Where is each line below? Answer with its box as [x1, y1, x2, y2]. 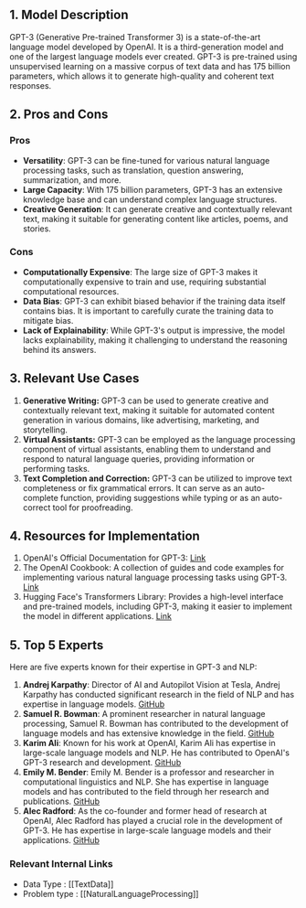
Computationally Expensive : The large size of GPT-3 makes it [22, 266, 259, 277]
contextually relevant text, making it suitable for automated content [22, 404, 275, 415]
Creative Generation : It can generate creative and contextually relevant [22, 203, 292, 214]
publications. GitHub [22, 796, 100, 807]
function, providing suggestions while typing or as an [60, 492, 260, 503]
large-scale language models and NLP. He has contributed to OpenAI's [22, 747, 290, 758]
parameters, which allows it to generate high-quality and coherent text [9, 70, 275, 81]
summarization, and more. [22, 174, 121, 186]
